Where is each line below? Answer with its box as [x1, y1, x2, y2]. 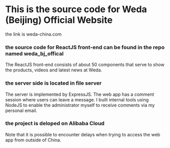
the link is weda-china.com [5, 31, 62, 37]
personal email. [5, 107, 38, 114]
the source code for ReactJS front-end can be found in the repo [5, 44, 165, 51]
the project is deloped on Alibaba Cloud [5, 120, 105, 127]
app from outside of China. [5, 137, 61, 143]
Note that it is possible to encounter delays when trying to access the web [5, 131, 161, 137]
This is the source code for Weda [5, 4, 147, 15]
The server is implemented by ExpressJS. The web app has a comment [5, 91, 154, 97]
